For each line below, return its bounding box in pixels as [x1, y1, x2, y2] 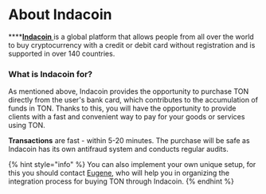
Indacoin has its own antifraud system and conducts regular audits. [8, 145, 229, 154]
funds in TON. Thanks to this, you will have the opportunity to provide [8, 103, 237, 113]
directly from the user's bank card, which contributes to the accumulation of [8, 95, 259, 105]
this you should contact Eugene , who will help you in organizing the [8, 169, 229, 178]
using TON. [8, 121, 45, 130]
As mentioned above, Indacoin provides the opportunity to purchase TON [8, 87, 249, 96]
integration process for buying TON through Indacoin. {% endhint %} [8, 177, 235, 186]
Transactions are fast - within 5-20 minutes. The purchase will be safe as [8, 136, 250, 145]
